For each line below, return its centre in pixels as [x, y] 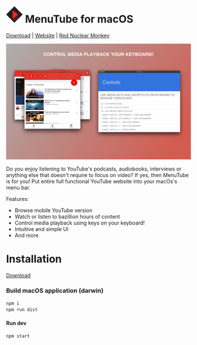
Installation [34, 259]
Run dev [16, 323]
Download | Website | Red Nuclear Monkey [58, 35]
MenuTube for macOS [79, 19]
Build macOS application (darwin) [55, 290]
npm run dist [22, 310]
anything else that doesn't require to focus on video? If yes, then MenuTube [97, 175]
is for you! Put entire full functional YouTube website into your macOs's [92, 181]
